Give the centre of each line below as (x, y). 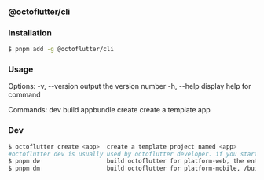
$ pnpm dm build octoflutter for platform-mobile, (125, 169)
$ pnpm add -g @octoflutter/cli (61, 50)
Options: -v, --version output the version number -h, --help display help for (130, 86)
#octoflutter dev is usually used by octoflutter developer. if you (123, 154)
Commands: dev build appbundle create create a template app (109, 110)
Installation (30, 32)
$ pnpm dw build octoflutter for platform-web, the (126, 161)
